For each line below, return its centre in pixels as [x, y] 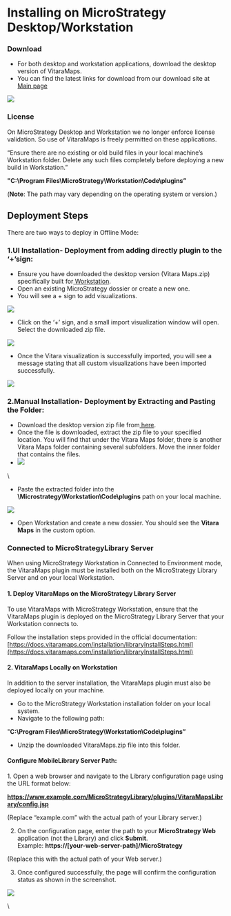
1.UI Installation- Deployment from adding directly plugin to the [115, 250]
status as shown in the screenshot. [67, 880]
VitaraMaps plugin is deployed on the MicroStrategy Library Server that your [115, 616]
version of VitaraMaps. [49, 71]
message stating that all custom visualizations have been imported [112, 363]
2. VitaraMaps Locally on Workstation [62, 667]
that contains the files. [49, 454]
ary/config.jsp [28, 804]
